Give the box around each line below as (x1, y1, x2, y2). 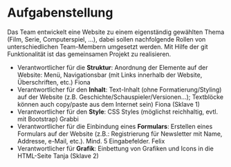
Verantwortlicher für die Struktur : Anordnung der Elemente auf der (17, 63, 208, 71)
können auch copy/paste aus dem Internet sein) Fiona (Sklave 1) (17, 100, 201, 108)
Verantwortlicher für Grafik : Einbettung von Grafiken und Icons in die (17, 144, 214, 152)
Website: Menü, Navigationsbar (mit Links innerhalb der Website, (17, 71, 203, 79)
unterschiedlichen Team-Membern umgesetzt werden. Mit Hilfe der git (7, 42, 209, 51)
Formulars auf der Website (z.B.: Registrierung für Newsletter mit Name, (17, 130, 223, 138)
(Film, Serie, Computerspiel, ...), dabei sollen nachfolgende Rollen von (7, 35, 206, 43)
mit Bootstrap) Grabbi (17, 114, 80, 123)
